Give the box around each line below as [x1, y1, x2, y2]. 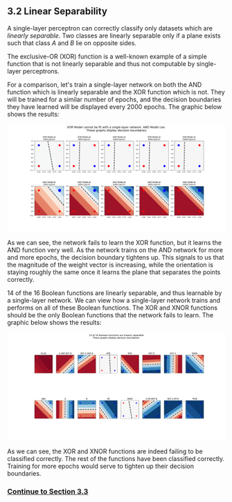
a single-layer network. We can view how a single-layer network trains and [7, 296, 220, 305]
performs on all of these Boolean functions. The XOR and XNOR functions [7, 303, 218, 312]
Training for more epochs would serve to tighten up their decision [7, 462, 195, 470]
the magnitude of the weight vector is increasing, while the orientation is [7, 260, 213, 269]
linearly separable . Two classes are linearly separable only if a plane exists [7, 31, 221, 40]
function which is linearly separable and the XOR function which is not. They [7, 87, 225, 96]
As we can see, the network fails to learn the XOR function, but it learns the [7, 239, 222, 247]
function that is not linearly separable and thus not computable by [7, 59, 195, 68]
